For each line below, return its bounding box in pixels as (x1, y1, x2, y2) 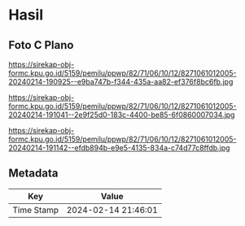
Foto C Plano (8, 38, 74, 52)
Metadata (8, 167, 59, 180)
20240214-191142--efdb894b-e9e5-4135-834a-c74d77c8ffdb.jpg (8, 143, 230, 152)
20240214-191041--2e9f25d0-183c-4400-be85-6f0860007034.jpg (8, 110, 235, 120)
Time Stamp (12, 204, 59, 215)
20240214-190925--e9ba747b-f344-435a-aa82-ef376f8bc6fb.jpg (8, 77, 234, 86)
